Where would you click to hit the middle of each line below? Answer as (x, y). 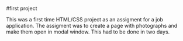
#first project (22, 8)
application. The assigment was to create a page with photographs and (92, 26)
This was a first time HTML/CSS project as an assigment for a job (85, 19)
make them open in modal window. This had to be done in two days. (88, 32)
